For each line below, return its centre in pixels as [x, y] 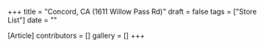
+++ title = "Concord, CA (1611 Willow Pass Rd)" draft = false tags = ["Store [132, 12]
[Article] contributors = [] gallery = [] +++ [77, 36]
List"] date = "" [33, 20]
